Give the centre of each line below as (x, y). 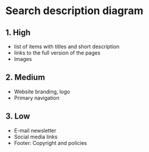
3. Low (18, 116)
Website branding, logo (42, 92)
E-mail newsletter (35, 130)
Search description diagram (74, 11)
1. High (18, 33)
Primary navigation (37, 97)
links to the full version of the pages (57, 53)
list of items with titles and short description (67, 46)
